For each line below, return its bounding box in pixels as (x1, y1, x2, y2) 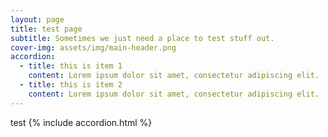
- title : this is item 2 (19, 80, 123, 90)
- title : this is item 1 (19, 61, 123, 71)
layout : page (10, 14, 65, 25)
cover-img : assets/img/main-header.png (10, 42, 177, 53)
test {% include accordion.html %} (10, 116, 153, 128)
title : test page (10, 24, 83, 34)
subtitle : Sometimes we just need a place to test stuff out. (10, 33, 275, 43)
